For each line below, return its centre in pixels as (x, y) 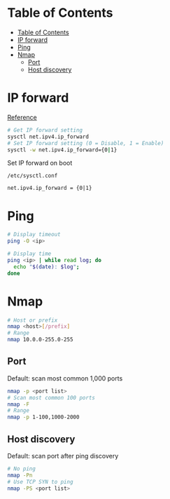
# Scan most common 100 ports (51, 397)
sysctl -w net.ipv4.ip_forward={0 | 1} (62, 150)
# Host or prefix (33, 320)
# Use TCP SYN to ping (40, 481)
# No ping (22, 469)
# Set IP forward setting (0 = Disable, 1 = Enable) (86, 143)
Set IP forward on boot (40, 163)
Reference (22, 117)
